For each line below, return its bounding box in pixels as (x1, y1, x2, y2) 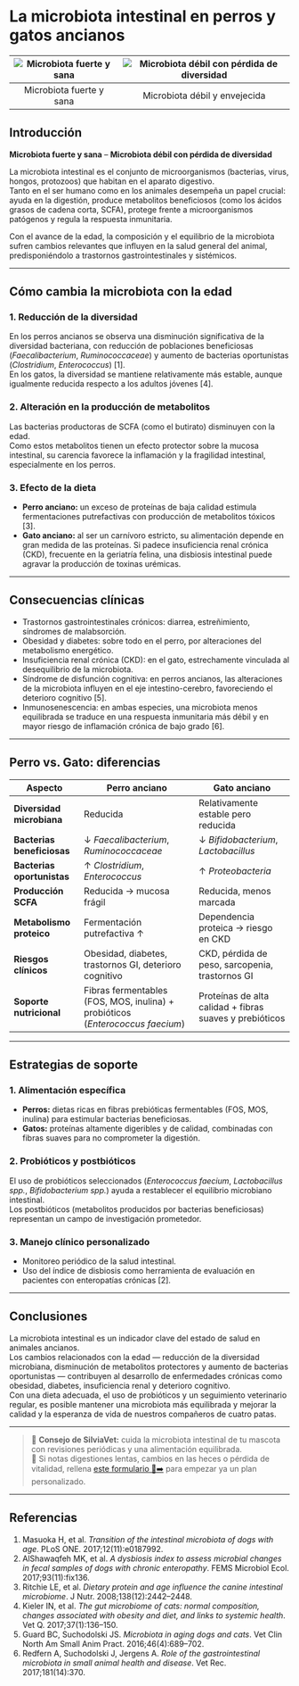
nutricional (13, 1006, 61, 1018)
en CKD (198, 933, 231, 945)
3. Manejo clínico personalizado (9, 1235, 150, 1248)
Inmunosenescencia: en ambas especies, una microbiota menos (21, 702, 258, 712)
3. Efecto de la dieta (9, 481, 97, 494)
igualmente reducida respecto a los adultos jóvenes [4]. (9, 378, 214, 389)
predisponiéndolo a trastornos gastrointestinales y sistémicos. (9, 250, 238, 261)
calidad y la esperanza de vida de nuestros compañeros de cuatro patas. (9, 1408, 278, 1419)
